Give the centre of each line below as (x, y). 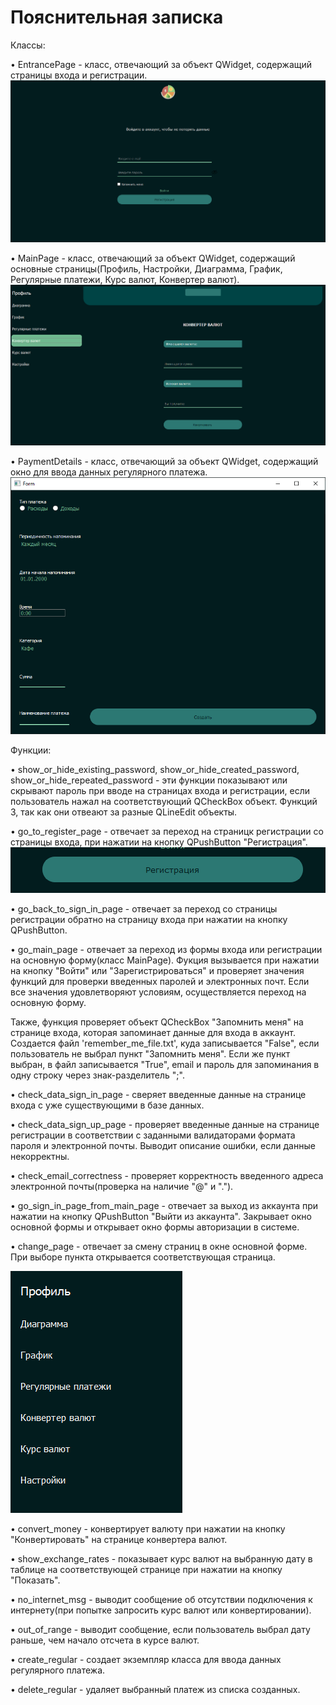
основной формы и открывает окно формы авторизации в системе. (155, 1227)
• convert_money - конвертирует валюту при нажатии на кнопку (148, 1528)
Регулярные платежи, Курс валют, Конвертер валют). (125, 280)
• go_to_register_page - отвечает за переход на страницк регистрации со (167, 831)
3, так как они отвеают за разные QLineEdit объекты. (124, 812)
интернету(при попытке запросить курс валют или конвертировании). (161, 1610)
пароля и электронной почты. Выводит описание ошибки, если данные (163, 1145)
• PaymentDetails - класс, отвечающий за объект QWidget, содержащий (164, 461)
